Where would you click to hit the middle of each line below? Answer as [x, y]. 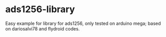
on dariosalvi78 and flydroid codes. [43, 28]
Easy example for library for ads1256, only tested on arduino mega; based [83, 23]
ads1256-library [40, 9]
